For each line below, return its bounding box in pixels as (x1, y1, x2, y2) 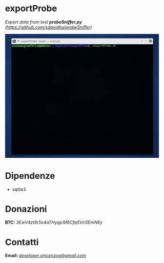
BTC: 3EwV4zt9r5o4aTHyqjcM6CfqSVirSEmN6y (5, 220, 102, 225)
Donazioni (5, 203, 47, 214)
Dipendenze (5, 170, 55, 181)
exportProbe (5, 3, 57, 14)
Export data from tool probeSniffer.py (5, 19, 82, 25)
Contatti (5, 237, 39, 247)
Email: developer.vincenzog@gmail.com (5, 253, 86, 259)
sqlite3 (12, 186, 26, 192)
